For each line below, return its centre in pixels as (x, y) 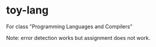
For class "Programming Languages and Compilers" (69, 26)
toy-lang (27, 10)
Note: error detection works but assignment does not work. (78, 38)
